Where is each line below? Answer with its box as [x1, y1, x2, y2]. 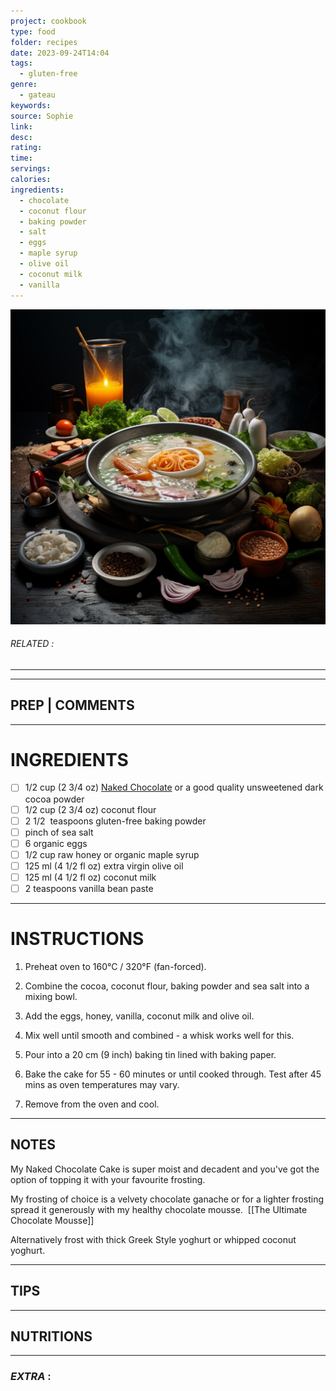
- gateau [19, 90, 56, 100]
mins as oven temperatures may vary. [24, 1078, 180, 1090]
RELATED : [10, 638, 55, 650]
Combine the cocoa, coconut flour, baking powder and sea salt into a [24, 980, 310, 992]
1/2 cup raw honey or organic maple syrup [24, 848, 200, 860]
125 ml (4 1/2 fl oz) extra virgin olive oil [24, 860, 184, 872]
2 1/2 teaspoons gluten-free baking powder [24, 815, 207, 827]
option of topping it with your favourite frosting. [10, 1173, 206, 1185]
